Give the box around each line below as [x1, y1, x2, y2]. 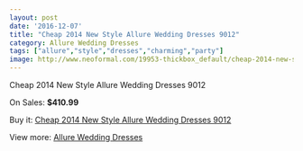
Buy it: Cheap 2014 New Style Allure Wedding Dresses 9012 [9, 114, 232, 125]
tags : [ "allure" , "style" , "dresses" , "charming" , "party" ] [9, 47, 224, 56]
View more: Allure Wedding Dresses [9, 132, 143, 142]
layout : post [9, 13, 59, 22]
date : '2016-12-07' [9, 22, 83, 31]
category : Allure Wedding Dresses [9, 38, 140, 48]
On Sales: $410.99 [9, 97, 79, 108]
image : [9, 55, 34, 64]
